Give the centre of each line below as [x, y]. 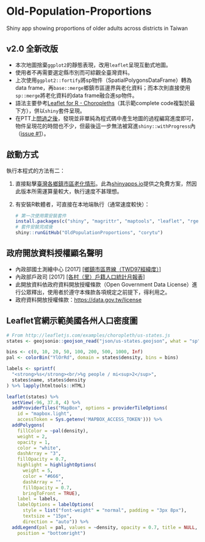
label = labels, [38, 499]
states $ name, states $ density [49, 380]
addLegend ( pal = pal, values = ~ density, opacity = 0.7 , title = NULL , [105, 527]
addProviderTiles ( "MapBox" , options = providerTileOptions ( [90, 408]
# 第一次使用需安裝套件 [41, 216]
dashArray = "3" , [39, 453]
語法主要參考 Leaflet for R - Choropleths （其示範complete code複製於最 [105, 103]
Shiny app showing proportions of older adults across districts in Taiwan [97, 28]
